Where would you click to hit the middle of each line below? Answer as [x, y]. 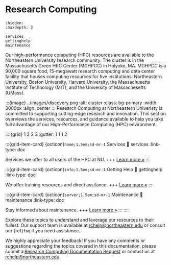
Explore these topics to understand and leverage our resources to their [80, 220]
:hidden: [15, 23]
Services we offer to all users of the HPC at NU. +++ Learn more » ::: [77, 159]
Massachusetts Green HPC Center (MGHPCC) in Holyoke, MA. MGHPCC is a [86, 65]
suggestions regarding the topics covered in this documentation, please [81, 246]
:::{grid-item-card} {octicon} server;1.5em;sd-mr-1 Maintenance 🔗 [74, 195]
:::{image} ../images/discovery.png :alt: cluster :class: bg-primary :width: [82, 103]
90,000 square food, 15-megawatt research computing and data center [80, 71]
